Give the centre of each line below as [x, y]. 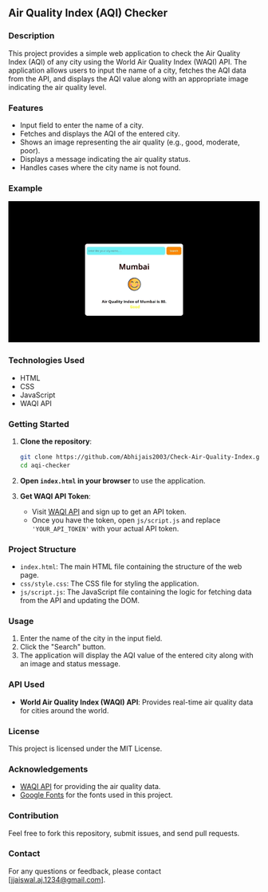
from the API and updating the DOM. [80, 601]
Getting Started [39, 424]
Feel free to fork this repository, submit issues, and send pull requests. [124, 833]
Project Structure [42, 549]
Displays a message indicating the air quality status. [105, 159]
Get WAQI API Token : [55, 496]
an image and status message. [70, 664]
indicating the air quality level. [57, 87]
